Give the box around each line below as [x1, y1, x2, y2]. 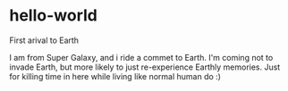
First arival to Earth [9, 35, 79, 45]
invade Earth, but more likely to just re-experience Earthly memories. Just [9, 62, 281, 72]
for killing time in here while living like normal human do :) [9, 70, 222, 81]
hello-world [9, 5, 98, 26]
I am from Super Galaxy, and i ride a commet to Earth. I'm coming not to [9, 52, 274, 62]
